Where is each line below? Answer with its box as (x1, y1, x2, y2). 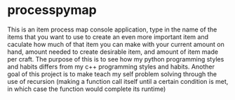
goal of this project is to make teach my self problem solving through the (7, 69, 217, 78)
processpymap (7, 2, 97, 18)
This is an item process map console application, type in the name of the (7, 25, 217, 34)
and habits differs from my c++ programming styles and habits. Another (7, 62, 215, 71)
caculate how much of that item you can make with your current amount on (7, 40, 224, 48)
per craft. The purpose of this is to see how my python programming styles (7, 55, 224, 63)
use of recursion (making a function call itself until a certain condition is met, (7, 77, 229, 85)
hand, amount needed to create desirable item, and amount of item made (7, 48, 219, 56)
